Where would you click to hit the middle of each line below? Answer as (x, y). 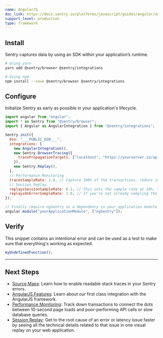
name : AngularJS (21, 9)
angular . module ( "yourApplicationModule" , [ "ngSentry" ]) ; (64, 212)
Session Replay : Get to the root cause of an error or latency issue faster (83, 320)
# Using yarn (18, 64)
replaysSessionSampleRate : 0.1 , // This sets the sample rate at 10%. (82, 189)
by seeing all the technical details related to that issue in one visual (79, 325)
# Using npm (17, 77)
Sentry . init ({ (19, 135)
